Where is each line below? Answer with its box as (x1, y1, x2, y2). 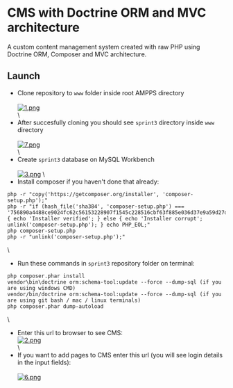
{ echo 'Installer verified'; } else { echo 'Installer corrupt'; (7, 215, 203, 222)
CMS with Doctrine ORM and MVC (7, 5, 207, 21)
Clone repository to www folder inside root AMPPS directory (17, 88, 184, 97)
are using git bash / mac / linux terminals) (7, 297, 141, 304)
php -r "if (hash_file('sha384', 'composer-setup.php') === (7, 203, 185, 210)
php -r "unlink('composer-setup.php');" (7, 233, 126, 241)
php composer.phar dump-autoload (7, 302, 104, 310)
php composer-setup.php (7, 227, 76, 234)
